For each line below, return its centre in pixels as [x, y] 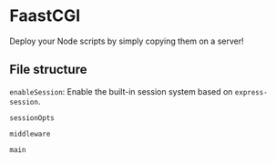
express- [251, 92]
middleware [30, 134]
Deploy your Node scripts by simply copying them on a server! [127, 41]
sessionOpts [32, 118]
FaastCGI [45, 16]
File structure [48, 70]
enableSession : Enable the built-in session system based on [121, 91]
